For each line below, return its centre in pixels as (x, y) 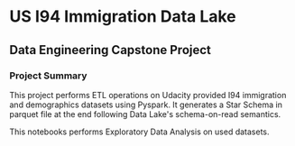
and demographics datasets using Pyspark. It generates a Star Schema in (146, 105)
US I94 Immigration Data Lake (123, 17)
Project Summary (48, 76)
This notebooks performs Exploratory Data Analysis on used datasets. (139, 132)
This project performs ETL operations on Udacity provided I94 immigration (148, 95)
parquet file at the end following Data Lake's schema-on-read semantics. (145, 114)
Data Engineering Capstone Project (111, 50)
